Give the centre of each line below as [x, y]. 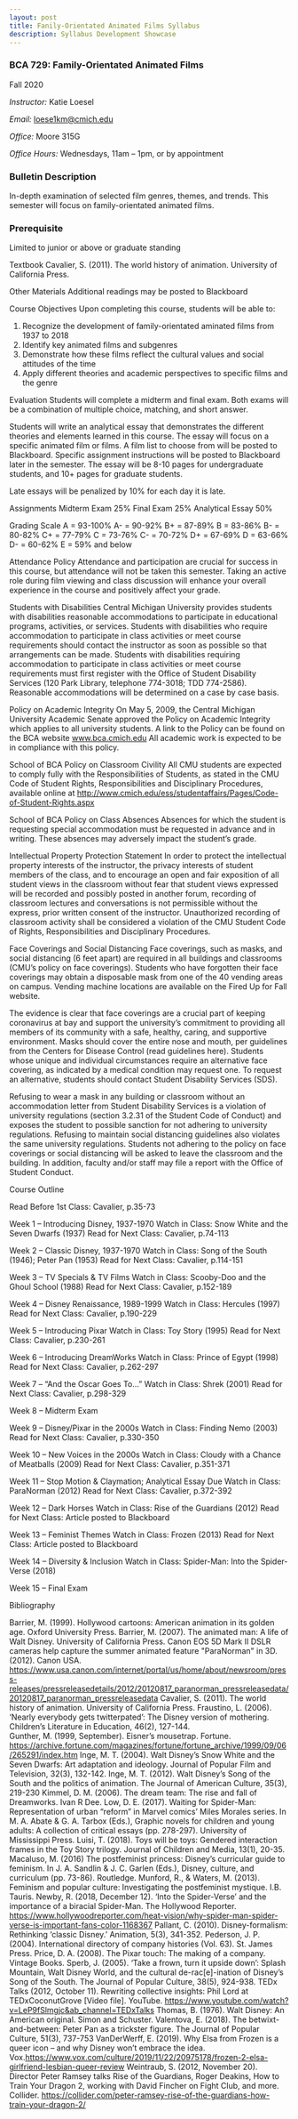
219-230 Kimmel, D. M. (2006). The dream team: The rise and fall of [133, 1793]
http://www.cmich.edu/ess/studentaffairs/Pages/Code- [178, 794]
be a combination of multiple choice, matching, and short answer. [129, 409]
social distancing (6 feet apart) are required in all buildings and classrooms [145, 958]
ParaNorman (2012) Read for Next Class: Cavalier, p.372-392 [121, 1491]
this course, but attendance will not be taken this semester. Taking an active [148, 571]
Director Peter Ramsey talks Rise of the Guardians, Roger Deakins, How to [144, 2076]
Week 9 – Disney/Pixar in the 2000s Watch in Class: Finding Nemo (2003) [144, 1428]
